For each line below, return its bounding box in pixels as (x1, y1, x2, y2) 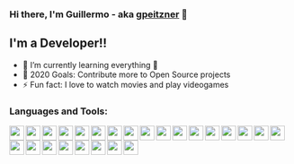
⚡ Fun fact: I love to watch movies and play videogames (22, 79, 229, 90)
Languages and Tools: (9, 105, 108, 117)
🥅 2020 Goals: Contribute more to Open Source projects (22, 69, 231, 80)
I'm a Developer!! (9, 36, 108, 51)
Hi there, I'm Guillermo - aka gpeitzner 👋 (9, 8, 188, 21)
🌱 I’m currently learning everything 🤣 (22, 59, 159, 70)
